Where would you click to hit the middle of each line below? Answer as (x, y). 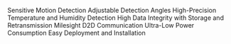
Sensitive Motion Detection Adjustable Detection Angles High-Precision (112, 10)
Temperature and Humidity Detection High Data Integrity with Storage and (116, 18)
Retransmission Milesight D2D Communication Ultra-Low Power (101, 25)
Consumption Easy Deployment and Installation (76, 33)
